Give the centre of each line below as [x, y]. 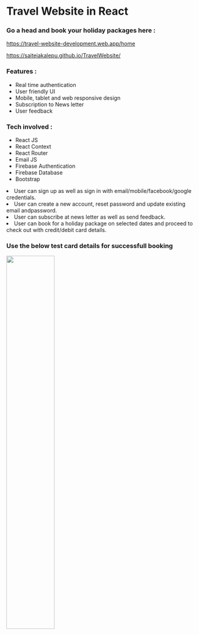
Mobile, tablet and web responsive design [68, 98]
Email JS [26, 160]
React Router [31, 153]
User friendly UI [35, 91]
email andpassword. [32, 211]
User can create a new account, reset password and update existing [100, 204]
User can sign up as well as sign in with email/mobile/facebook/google [103, 191]
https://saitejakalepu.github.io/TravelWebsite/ [63, 56]
